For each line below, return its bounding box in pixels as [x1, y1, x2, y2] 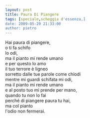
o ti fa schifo [5, 45, 31, 51]
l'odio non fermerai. [5, 108, 46, 115]
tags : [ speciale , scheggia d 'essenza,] [5, 16, 86, 21]
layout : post [5, 7, 32, 12]
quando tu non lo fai [5, 93, 46, 99]
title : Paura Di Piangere [5, 12, 59, 17]
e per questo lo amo [5, 61, 46, 67]
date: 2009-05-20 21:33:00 [5, 21, 61, 26]
